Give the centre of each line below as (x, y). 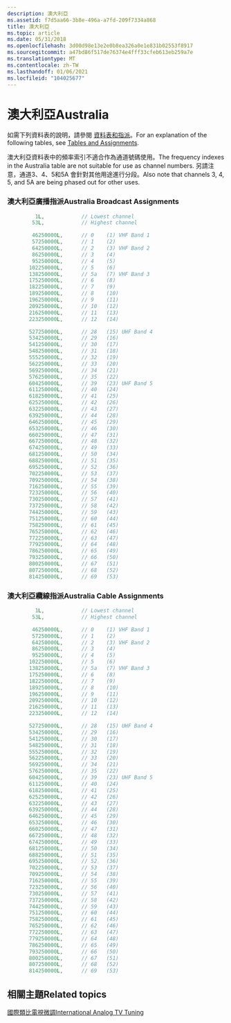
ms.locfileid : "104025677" (46, 78)
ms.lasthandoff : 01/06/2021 (48, 71)
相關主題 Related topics (57, 994)
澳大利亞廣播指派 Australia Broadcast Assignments (93, 202)
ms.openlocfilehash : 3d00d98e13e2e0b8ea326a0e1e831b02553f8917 (100, 46)
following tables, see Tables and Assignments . (73, 143)
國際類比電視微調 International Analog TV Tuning (75, 1012)
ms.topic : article (34, 33)
